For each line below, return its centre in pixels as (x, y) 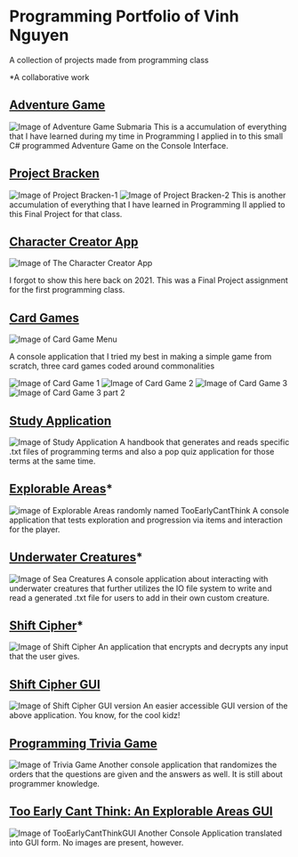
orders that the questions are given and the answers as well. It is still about (146, 774)
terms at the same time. (52, 461)
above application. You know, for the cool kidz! (95, 716)
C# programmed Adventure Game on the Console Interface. (119, 145)
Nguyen (39, 35)
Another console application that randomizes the (188, 765)
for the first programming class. (67, 290)
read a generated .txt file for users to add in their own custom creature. (139, 597)
